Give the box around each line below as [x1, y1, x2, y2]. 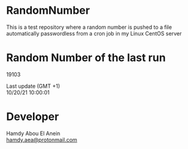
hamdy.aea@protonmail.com [6, 136, 77, 143]
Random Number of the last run [6, 51, 166, 65]
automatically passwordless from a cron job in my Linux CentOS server [6, 29, 182, 37]
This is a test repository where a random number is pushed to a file [6, 23, 172, 31]
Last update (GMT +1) [6, 82, 60, 90]
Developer [6, 110, 59, 124]
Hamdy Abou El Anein [6, 130, 61, 137]
